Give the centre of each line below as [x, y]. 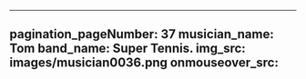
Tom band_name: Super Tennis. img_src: [127, 49]
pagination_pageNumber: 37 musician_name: [142, 34]
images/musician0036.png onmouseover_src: [144, 63]
